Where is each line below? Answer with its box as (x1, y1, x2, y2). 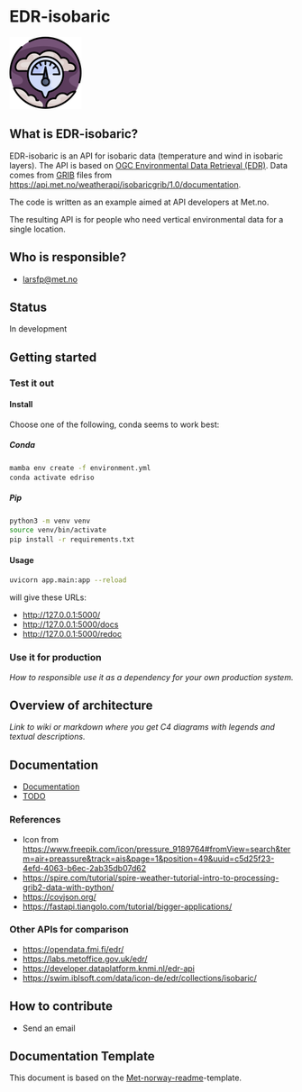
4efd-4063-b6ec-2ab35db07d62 (22, 862, 147, 873)
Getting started (9, 350, 97, 365)
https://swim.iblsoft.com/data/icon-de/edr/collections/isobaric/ (22, 972, 257, 983)
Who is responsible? (9, 250, 127, 265)
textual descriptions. (9, 732, 86, 742)
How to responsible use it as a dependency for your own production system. (9, 671, 294, 682)
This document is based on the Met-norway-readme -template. (9, 1072, 242, 1083)
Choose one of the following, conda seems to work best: (9, 419, 220, 430)
